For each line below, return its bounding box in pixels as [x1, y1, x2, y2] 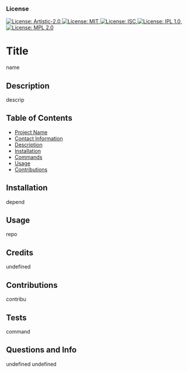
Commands [14, 154, 43, 161]
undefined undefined [6, 360, 57, 367]
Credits [6, 248, 34, 258]
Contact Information [14, 135, 63, 142]
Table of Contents [6, 113, 73, 123]
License [6, 5, 29, 13]
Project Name [14, 128, 48, 135]
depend [6, 198, 25, 206]
